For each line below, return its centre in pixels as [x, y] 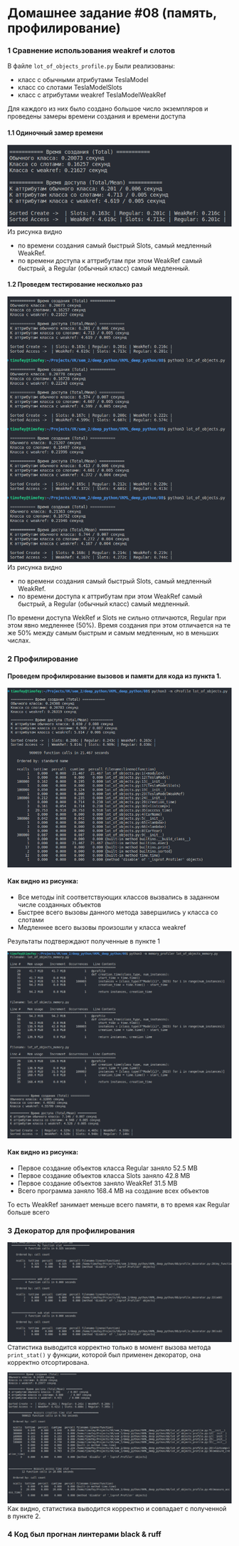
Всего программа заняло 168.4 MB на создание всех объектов [113, 1191]
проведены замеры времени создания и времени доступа [97, 116]
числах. [19, 640]
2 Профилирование [43, 659]
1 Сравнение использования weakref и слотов [91, 51]
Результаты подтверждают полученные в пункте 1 [84, 941]
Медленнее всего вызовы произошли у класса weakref [102, 927]
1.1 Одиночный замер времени [55, 133]
